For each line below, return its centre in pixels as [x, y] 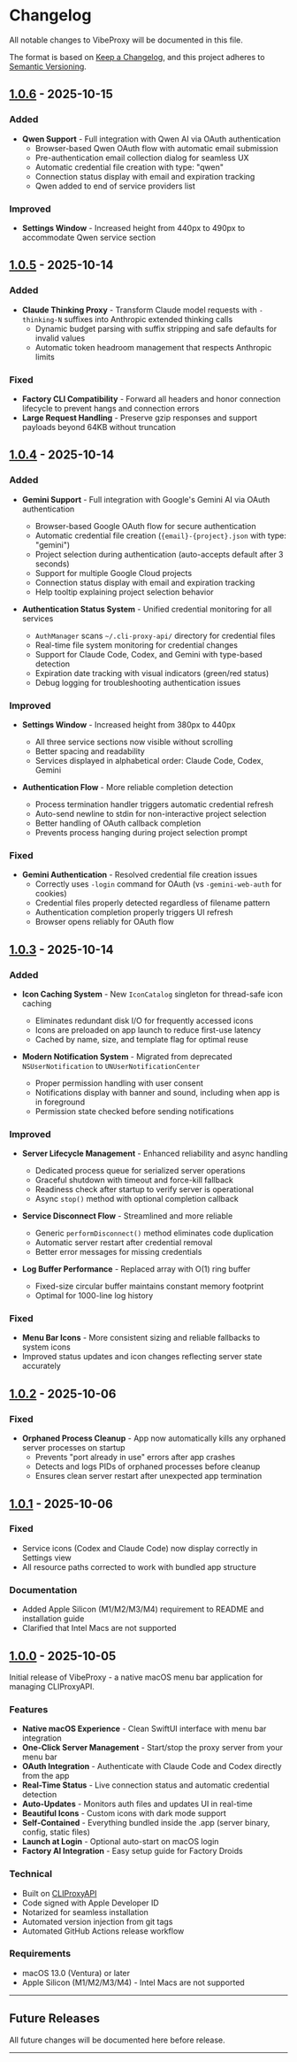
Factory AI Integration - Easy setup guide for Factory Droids [132, 1851]
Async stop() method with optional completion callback [137, 1199]
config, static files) [56, 1832]
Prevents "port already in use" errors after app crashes [135, 1458]
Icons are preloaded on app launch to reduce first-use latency [148, 1030]
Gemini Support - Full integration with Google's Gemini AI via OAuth [146, 499]
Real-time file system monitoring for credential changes [137, 645]
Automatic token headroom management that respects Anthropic [153, 347]
